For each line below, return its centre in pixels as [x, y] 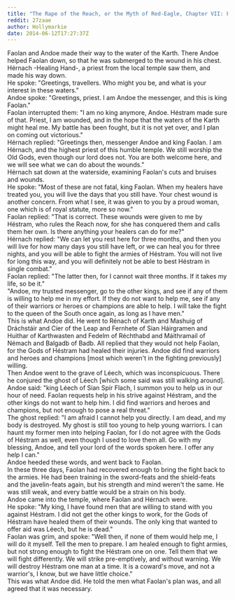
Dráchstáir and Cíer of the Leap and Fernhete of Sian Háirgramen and [107, 328]
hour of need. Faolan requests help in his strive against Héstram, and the [112, 396]
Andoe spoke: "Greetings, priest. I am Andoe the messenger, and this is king [117, 98]
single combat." [30, 269]
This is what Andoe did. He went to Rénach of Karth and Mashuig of [105, 321]
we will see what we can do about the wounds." [76, 165]
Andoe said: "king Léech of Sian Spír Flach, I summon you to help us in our [115, 388]
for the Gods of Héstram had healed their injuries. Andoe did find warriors [114, 351]
